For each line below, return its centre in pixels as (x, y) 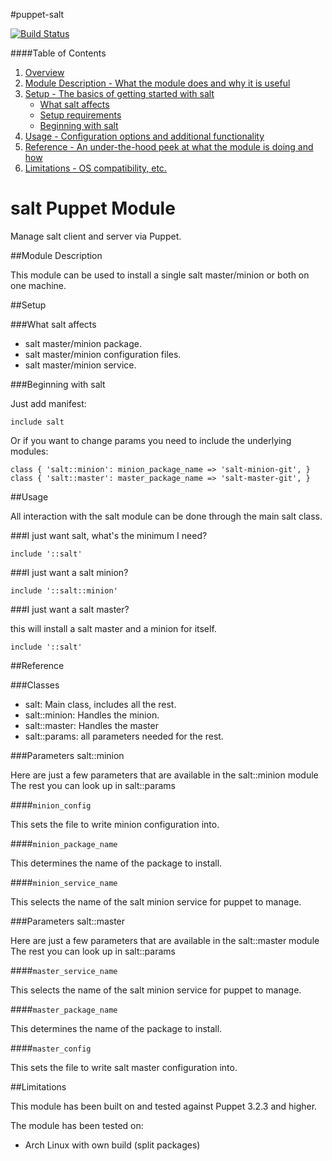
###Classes (35, 685)
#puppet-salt (37, 14)
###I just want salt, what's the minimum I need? (109, 535)
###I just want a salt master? (70, 609)
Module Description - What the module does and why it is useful (157, 83)
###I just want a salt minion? (69, 572)
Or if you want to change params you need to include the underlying (151, 440)
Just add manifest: (48, 403)
